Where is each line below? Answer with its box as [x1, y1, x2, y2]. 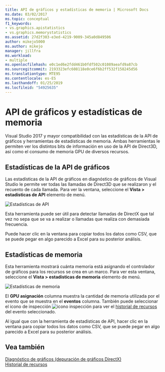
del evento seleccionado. [5, 309, 56, 315]
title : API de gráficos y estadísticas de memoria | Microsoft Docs [5, 7, 149, 12]
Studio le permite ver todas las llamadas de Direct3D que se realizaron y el [5, 181, 157, 187]
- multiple [5, 58, 28, 63]
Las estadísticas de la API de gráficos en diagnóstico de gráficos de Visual [5, 176, 157, 182]
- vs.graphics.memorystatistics [5, 30, 71, 35]
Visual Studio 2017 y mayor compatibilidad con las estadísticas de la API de [5, 133, 158, 139]
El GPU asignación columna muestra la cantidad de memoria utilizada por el [5, 293, 160, 299]
